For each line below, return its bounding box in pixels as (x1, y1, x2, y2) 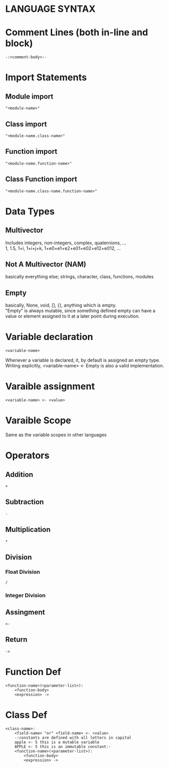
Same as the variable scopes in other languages (5, 432, 107, 438)
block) (5, 38, 33, 49)
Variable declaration (5, 331, 93, 343)
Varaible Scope (5, 415, 72, 426)
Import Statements (5, 72, 87, 83)
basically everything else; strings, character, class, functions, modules (5, 274, 154, 280)
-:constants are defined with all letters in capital (14, 735, 132, 740)
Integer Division (5, 592, 46, 599)
